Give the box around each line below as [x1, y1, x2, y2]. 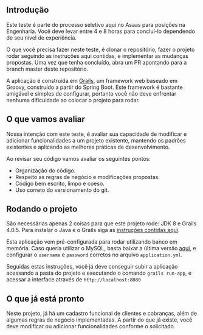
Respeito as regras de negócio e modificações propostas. [15, 173, 160, 180]
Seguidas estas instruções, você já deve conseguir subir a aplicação [6, 263, 178, 270]
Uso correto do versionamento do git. [15, 186, 109, 194]
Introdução [6, 5, 49, 15]
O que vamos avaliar [6, 114, 85, 124]
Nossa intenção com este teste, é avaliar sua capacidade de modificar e [6, 130, 187, 138]
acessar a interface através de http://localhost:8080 [6, 276, 141, 283]
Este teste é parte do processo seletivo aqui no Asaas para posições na [6, 21, 185, 28]
